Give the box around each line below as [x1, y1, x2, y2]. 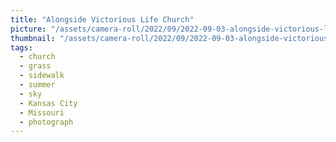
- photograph [19, 117, 74, 127]
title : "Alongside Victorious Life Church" [10, 14, 195, 25]
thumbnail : [10, 33, 56, 43]
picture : [10, 24, 47, 34]
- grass [19, 61, 52, 71]
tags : [10, 42, 33, 53]
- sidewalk [19, 71, 65, 81]
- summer [19, 80, 56, 90]
